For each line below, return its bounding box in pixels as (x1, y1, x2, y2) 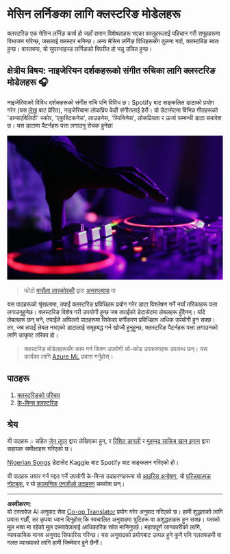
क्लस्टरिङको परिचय (16, 391, 60, 399)
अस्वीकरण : (7, 500, 32, 508)
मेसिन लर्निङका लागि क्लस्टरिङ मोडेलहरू (7, 6, 181, 22)
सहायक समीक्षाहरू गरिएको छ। (7, 445, 73, 453)
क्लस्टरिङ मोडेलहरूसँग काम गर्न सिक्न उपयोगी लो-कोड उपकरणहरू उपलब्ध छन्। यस (23, 344, 207, 352)
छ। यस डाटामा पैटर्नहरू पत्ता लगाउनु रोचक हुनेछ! (7, 121, 114, 130)
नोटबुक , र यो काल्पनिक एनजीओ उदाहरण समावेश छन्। (7, 480, 125, 488)
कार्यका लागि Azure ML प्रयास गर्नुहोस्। (23, 352, 114, 361)
